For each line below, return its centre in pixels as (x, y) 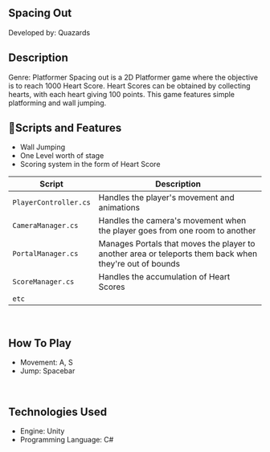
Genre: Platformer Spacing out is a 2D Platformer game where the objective (133, 77)
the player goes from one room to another (177, 230)
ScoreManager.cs (43, 282)
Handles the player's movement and (166, 197)
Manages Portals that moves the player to (177, 244)
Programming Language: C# (67, 440)
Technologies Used (57, 411)
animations (119, 208)
